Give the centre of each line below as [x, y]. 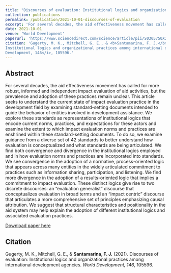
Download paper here [28, 226]
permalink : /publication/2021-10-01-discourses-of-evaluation [73, 19]
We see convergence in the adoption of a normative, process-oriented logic [85, 162]
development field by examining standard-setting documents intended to [82, 107]
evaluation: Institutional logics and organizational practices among [75, 259]
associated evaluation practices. [39, 216]
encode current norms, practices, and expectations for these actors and [81, 123]
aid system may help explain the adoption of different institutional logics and [85, 210]
